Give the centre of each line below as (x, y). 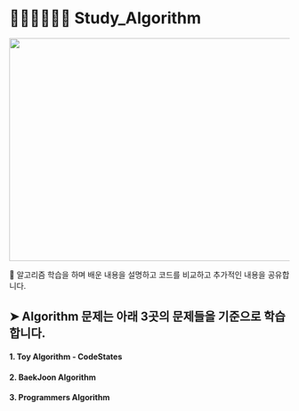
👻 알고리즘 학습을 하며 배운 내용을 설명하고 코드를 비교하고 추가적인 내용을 (137, 275)
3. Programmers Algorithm (60, 398)
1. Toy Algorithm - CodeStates (66, 357)
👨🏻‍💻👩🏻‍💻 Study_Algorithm (105, 18)
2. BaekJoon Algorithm (53, 377)
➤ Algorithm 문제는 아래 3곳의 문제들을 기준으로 (135, 317)
